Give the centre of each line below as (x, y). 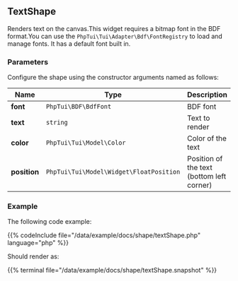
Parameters (28, 61)
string (57, 122)
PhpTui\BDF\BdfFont (79, 107)
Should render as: (33, 256)
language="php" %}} (38, 243)
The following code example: (50, 222)
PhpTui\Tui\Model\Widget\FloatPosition (113, 172)
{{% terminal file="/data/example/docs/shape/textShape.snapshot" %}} (112, 270)
